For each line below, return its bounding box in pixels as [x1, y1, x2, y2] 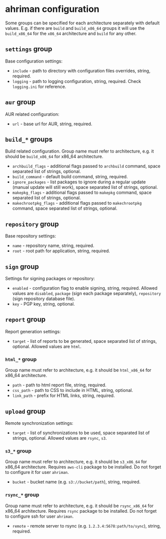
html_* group [5, 356, 37, 363]
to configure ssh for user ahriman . [5, 513, 74, 519]
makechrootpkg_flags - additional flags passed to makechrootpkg [12, 200, 142, 206]
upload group [5, 407, 46, 415]
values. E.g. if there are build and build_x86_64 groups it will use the [5, 25, 145, 31]
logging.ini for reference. [12, 83, 66, 89]
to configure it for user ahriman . [5, 469, 69, 475]
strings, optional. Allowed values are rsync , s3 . [12, 435, 108, 441]
